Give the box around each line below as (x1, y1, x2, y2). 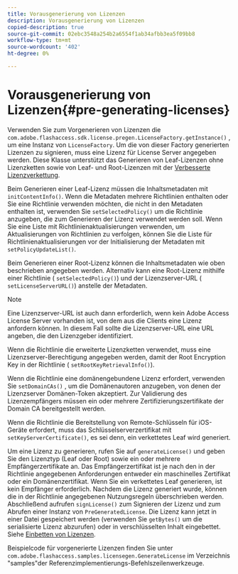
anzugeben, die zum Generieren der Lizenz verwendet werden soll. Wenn (7, 215, 223, 223)
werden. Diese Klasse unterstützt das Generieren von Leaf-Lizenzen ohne (7, 156, 224, 164)
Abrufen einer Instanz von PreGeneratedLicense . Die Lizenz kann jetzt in (7, 507, 217, 516)
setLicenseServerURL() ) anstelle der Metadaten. (7, 281, 148, 290)
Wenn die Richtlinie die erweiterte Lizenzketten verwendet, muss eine (7, 345, 211, 354)
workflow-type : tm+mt (7, 37, 72, 44)
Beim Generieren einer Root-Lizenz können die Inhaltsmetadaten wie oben (7, 259, 225, 267)
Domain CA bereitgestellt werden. (7, 404, 107, 413)
